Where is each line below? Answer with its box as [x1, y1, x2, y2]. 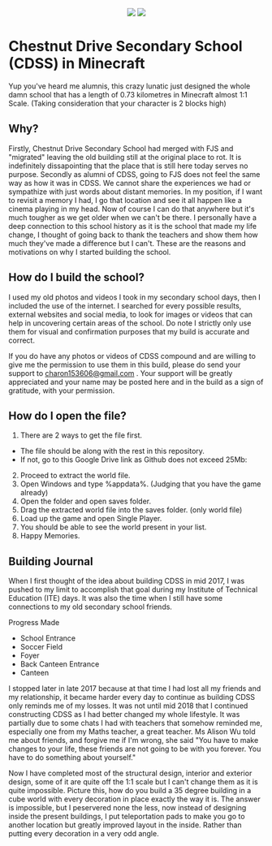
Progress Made [8, 618, 60, 628]
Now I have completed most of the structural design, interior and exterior [8, 768, 253, 779]
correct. [8, 335, 35, 345]
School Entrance [19, 633, 76, 643]
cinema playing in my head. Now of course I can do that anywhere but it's [8, 204, 255, 214]
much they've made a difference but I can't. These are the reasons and [8, 238, 246, 248]
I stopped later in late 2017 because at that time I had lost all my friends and [8, 684, 261, 693]
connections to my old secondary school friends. [8, 602, 173, 612]
